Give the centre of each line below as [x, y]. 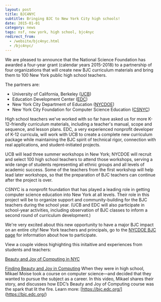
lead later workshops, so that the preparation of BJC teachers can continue [80, 175]
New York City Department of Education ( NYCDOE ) [63, 104]
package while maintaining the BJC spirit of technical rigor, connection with [80, 140]
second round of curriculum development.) [48, 215]
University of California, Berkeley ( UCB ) [52, 94]
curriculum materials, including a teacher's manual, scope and [90, 124]
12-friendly [16, 124]
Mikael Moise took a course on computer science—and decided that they [78, 273]
